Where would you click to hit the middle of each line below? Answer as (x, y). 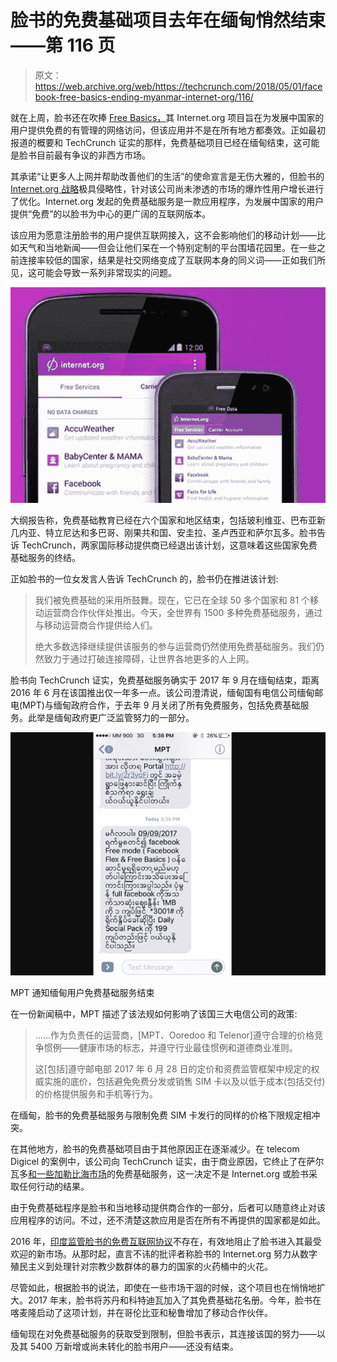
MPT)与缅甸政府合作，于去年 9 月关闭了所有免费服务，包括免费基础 (161, 705)
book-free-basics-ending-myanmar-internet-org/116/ (144, 97)
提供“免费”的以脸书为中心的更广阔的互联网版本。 (111, 213)
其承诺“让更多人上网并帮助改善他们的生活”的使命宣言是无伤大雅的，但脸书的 (167, 176)
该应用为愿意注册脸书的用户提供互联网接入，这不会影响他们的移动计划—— (163, 235)
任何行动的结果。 (54, 1187)
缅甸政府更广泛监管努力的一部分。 (124, 718)
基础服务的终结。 (45, 558)
